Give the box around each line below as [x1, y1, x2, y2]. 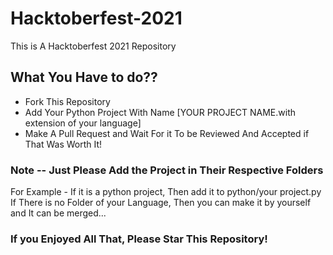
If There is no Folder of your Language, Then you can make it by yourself [10, 197, 312, 209]
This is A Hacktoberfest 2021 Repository [10, 40, 177, 52]
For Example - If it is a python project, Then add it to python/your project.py [10, 186, 322, 198]
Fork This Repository [24, 95, 111, 107]
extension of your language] [24, 117, 142, 129]
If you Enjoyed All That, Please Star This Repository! [10, 232, 268, 246]
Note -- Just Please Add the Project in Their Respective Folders [10, 163, 324, 177]
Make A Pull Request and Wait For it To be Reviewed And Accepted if [24, 127, 310, 139]
